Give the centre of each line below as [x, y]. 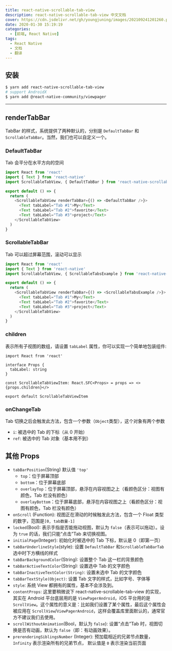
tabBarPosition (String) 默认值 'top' [50, 469]
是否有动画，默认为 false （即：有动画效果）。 [65, 630]
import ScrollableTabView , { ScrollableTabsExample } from [70, 274]
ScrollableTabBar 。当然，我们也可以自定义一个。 [57, 137]
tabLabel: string [28, 369]
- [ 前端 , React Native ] [35, 34]
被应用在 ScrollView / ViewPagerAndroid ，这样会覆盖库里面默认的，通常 [87, 611]
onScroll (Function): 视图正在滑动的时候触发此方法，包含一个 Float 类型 [88, 514]
